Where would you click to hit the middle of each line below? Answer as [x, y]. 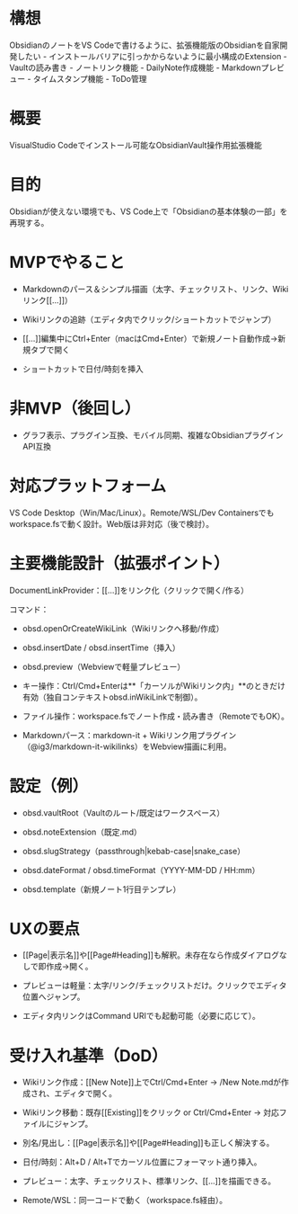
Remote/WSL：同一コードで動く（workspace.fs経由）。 [124, 1201]
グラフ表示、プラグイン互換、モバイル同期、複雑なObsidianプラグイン [153, 435]
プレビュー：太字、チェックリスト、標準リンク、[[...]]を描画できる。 [149, 1181]
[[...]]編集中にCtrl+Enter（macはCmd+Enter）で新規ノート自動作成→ [150, 338]
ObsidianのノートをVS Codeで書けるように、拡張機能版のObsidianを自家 [145, 45]
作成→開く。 [70, 967]
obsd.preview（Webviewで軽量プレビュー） [104, 666]
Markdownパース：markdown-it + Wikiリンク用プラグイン [129, 735]
